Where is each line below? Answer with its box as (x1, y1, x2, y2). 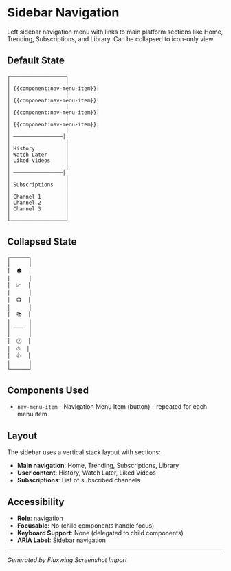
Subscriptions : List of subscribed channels (16, 476, 141, 484)
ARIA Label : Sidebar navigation (16, 536, 107, 544)
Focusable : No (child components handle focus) (16, 522, 155, 530)
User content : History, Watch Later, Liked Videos (16, 469, 156, 477)
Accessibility (7, 496, 65, 508)
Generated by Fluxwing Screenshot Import (7, 556, 127, 564)
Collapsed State (7, 236, 77, 248)
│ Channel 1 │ (7, 193, 69, 200)
